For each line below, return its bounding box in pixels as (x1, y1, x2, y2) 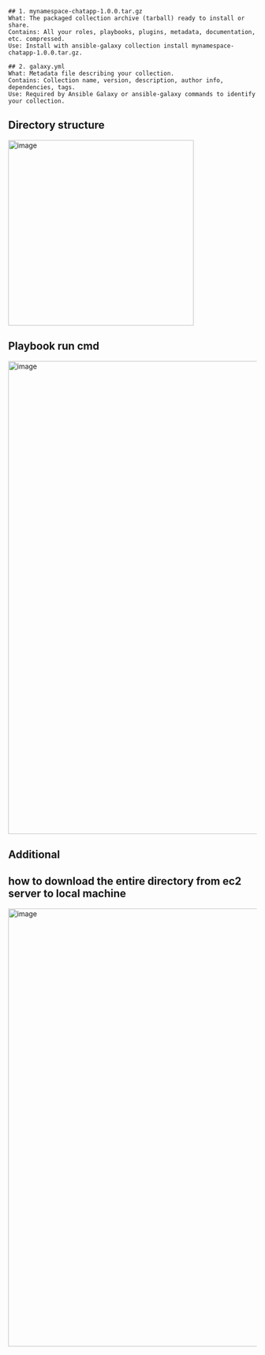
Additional (8, 848, 61, 862)
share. (8, 21, 30, 29)
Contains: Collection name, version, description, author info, (8, 77, 224, 84)
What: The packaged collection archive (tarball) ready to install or (8, 14, 245, 22)
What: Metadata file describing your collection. (8, 69, 175, 77)
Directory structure (8, 118, 105, 132)
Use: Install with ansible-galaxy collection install (8, 42, 189, 50)
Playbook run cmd (8, 339, 100, 353)
